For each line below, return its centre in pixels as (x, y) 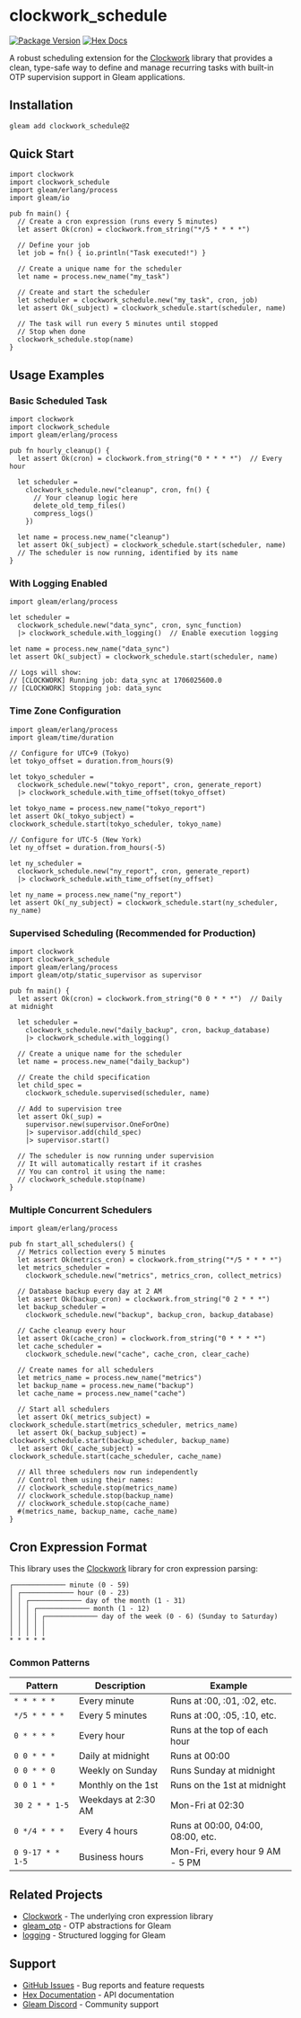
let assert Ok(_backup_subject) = (82, 1433)
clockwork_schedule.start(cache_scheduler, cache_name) (116, 1456)
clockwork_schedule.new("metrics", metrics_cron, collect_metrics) (154, 1276)
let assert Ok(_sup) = (60, 1117)
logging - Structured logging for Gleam (94, 1935)
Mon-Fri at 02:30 (207, 1805)
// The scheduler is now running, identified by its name (128, 553)
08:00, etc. (193, 1837)
